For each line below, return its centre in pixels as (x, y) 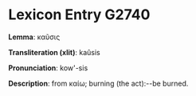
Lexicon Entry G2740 (79, 15)
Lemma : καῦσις (34, 37)
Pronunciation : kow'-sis (48, 68)
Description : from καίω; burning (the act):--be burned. (98, 83)
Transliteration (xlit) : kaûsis (55, 52)
